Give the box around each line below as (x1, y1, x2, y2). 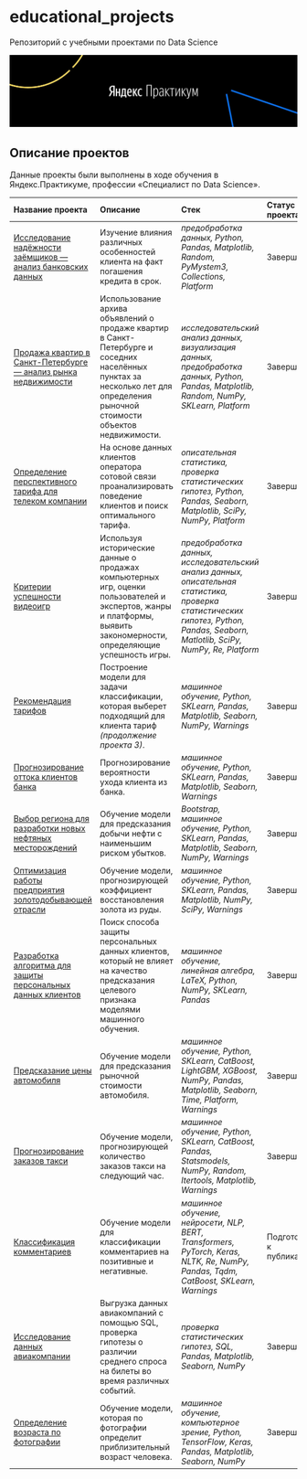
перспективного (13, 475, 78, 486)
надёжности (13, 241, 62, 252)
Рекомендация (13, 696, 71, 707)
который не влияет (100, 955, 174, 966)
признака (100, 994, 137, 1005)
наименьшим (100, 837, 153, 848)
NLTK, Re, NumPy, (181, 1255, 249, 1267)
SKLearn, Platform (181, 400, 250, 411)
